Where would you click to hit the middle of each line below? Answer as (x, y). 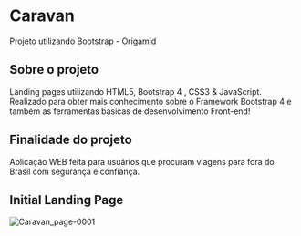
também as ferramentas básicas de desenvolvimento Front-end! (130, 111)
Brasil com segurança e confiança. (75, 171)
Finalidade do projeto (71, 140)
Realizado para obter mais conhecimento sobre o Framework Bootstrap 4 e (150, 101)
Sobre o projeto (54, 70)
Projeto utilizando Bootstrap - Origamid (83, 41)
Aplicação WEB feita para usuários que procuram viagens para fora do (142, 161)
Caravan (42, 16)
